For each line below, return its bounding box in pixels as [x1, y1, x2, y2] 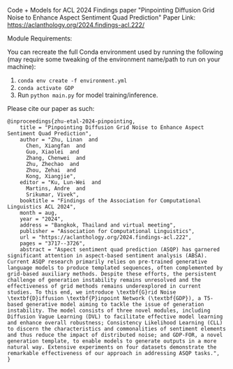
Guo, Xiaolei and [25, 149, 80, 156]
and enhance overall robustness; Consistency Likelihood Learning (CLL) [7, 319, 223, 326]
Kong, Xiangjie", [25, 173, 77, 180]
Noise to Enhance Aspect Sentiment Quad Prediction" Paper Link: [7, 13, 196, 22]
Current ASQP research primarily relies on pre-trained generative [7, 258, 208, 265]
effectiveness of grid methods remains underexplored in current [7, 283, 201, 289]
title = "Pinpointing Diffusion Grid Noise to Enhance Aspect [20, 124, 204, 131]
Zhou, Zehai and [25, 167, 77, 174]
